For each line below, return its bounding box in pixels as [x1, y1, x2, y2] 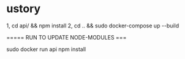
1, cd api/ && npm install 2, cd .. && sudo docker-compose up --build [6, 22, 179, 29]
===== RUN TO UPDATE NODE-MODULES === [6, 33, 127, 41]
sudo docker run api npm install [6, 45, 86, 53]
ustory [6, 2, 41, 16]
